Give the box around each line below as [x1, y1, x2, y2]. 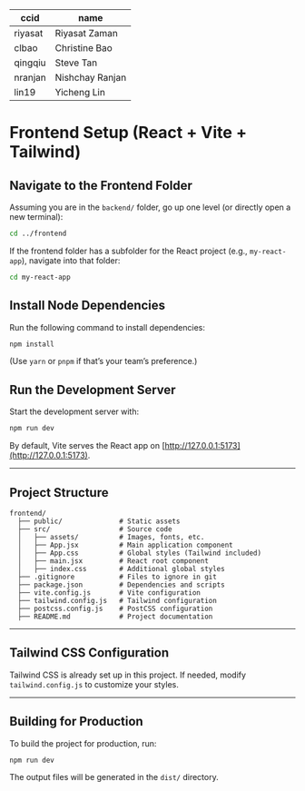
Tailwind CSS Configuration [9, 645, 170, 661]
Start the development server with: [9, 406, 139, 417]
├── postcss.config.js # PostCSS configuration [17, 604, 213, 613]
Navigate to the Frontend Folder [9, 177, 192, 193]
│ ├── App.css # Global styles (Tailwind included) [17, 549, 261, 558]
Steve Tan [54, 56, 98, 69]
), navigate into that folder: [21, 254, 121, 266]
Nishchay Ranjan [54, 72, 127, 84]
